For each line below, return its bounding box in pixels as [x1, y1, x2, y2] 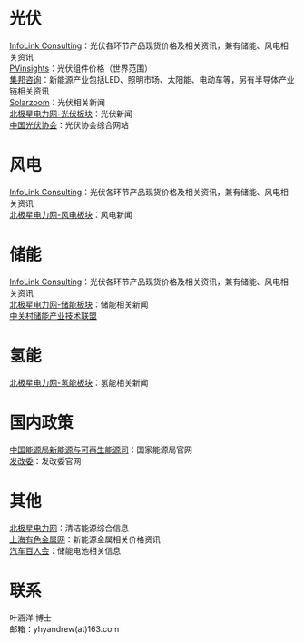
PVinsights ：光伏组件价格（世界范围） [9, 63, 152, 74]
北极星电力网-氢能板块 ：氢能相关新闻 [9, 377, 149, 388]
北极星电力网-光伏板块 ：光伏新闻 [9, 108, 133, 119]
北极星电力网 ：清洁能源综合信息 [9, 522, 129, 533]
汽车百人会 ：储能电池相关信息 [9, 545, 121, 556]
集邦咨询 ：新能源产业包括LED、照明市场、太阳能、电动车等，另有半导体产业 [9, 74, 295, 84]
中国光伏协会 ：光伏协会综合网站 [9, 119, 129, 130]
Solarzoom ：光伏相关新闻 [9, 96, 106, 107]
